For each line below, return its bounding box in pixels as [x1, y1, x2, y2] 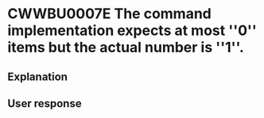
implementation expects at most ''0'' [7, 21, 258, 40]
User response [7, 97, 82, 110]
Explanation [7, 70, 68, 83]
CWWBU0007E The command [7, 5, 212, 23]
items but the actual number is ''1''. [7, 39, 244, 56]
